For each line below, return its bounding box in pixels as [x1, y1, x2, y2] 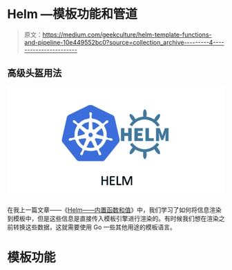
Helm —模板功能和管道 [7, 6, 138, 22]
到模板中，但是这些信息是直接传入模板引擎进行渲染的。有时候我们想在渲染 [7, 214, 219, 222]
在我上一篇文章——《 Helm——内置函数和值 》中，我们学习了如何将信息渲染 [7, 205, 222, 214]
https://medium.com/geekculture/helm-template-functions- [42, 30, 212, 39]
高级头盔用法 [7, 67, 62, 79]
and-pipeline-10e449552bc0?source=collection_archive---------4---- [23, 38, 224, 46]
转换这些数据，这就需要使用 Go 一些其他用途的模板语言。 [12, 222, 176, 231]
